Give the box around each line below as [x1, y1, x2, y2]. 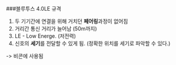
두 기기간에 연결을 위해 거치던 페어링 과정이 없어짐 [14, 18, 128, 25]
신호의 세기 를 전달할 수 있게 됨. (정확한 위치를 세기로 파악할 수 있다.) [14, 40, 171, 47]
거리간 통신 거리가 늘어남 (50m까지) [14, 25, 97, 32]
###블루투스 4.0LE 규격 [6, 5, 62, 12]
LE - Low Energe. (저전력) [14, 32, 77, 40]
